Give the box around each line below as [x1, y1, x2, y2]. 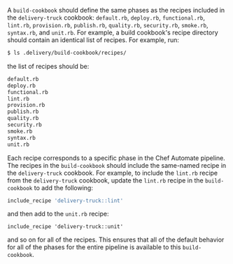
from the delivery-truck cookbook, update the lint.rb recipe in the [7, 176, 204, 185]
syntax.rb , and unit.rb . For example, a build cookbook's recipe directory [7, 28, 218, 37]
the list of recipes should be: [7, 62, 90, 70]
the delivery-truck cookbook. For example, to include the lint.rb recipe [7, 169, 218, 177]
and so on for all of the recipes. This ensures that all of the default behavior [7, 235, 225, 244]
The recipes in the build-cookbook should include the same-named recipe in [7, 161, 227, 169]
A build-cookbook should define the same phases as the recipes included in [7, 6, 225, 14]
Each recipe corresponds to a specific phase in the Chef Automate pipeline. [7, 154, 225, 162]
